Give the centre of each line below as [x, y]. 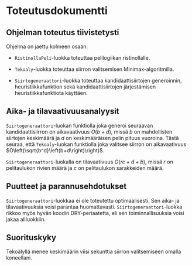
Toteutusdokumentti [57, 11]
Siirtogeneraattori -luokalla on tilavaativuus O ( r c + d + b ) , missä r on [90, 162]
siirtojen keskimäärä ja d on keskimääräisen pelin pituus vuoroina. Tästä [92, 138]
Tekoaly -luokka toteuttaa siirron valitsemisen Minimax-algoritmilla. [94, 69]
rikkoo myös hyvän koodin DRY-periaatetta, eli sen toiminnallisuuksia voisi [95, 213]
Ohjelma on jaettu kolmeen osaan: [47, 46]
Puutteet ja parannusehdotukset [66, 187]
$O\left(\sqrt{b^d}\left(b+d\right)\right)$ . [55, 150]
